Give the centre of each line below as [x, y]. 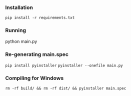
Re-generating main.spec [37, 54]
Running [16, 30]
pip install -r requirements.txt [40, 18]
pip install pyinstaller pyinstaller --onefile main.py [64, 65]
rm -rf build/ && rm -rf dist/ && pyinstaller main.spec [66, 88]
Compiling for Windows [34, 78]
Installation [19, 7]
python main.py [21, 41]
